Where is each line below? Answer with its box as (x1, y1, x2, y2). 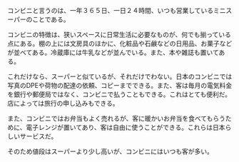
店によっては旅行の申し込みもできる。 (7, 99, 119, 107)
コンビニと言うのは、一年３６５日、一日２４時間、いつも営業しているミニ (7, 6, 226, 14)
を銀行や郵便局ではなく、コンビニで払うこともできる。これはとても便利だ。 (7, 90, 232, 98)
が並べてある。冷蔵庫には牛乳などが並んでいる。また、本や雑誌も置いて (7, 49, 219, 56)
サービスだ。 (19, 132, 58, 141)
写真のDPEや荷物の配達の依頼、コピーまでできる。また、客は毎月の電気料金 (7, 81, 233, 89)
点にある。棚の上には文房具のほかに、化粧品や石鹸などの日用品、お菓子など (7, 39, 233, 48)
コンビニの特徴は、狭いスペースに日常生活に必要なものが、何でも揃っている (7, 31, 232, 39)
